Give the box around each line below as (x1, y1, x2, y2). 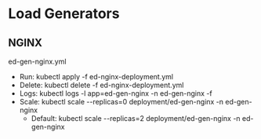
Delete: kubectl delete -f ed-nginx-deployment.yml (19, 80, 184, 90)
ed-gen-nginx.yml (8, 57, 67, 66)
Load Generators (8, 5, 120, 23)
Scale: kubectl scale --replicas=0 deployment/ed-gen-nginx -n (19, 97, 224, 106)
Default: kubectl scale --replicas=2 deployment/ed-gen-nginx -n (31, 114, 241, 123)
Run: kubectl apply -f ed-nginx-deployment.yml (19, 72, 174, 81)
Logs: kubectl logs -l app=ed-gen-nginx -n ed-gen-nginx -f (19, 89, 213, 98)
